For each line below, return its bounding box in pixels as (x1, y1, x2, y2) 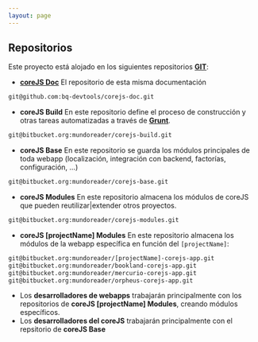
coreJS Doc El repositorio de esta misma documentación (19, 77, 206, 87)
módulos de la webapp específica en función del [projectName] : (19, 239, 229, 248)
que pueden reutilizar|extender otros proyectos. (19, 200, 177, 211)
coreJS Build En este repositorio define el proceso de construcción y (19, 107, 246, 117)
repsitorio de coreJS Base (19, 325, 106, 334)
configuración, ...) (19, 162, 79, 172)
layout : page (8, 11, 52, 20)
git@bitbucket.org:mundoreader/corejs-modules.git (8, 216, 179, 224)
